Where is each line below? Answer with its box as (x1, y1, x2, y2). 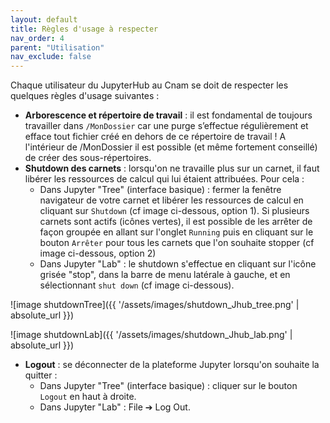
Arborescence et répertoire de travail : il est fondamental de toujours (24, 109, 313, 121)
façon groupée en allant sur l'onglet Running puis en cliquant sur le (39, 226, 314, 238)
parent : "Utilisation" (10, 42, 105, 53)
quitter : (24, 369, 58, 381)
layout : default (10, 14, 78, 25)
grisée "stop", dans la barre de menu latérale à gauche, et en (39, 269, 291, 281)
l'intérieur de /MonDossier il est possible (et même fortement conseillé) (24, 141, 318, 153)
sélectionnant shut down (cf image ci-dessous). (39, 279, 235, 291)
